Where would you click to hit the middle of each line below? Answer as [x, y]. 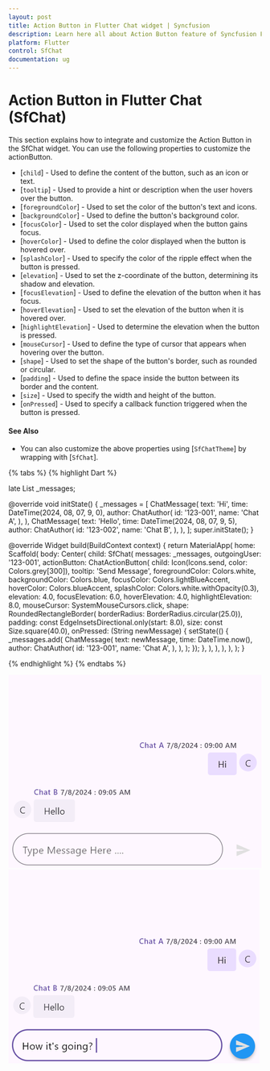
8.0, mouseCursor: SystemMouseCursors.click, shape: [98, 605]
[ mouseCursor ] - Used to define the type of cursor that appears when [133, 343]
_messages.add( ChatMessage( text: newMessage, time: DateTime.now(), [131, 640]
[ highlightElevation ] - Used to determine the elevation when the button [139, 326]
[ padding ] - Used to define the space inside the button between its [129, 378]
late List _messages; [42, 488]
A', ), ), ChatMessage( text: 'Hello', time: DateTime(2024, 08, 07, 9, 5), [123, 521]
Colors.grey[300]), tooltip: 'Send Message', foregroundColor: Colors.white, [132, 571]
